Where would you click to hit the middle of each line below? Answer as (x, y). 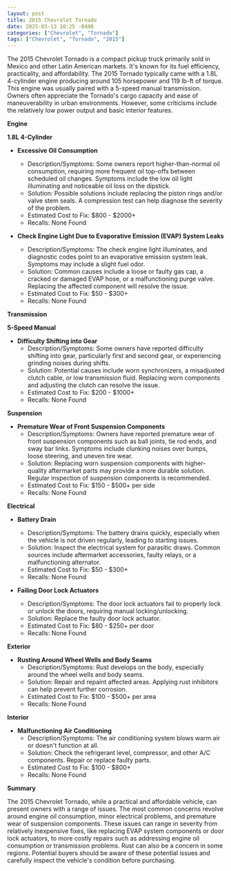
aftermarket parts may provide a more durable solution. (127, 471)
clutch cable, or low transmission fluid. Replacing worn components (124, 378)
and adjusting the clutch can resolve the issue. (93, 385)
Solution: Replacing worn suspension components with (106, 463)
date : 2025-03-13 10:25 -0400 (51, 26)
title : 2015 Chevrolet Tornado (52, 20)
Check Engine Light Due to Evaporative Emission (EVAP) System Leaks (120, 236)
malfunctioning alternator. (64, 562)
